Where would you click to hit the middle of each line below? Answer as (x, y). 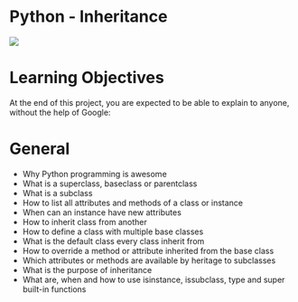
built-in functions (54, 289)
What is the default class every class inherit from (113, 241)
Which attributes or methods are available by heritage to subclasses (149, 260)
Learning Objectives (87, 78)
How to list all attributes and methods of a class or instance (133, 203)
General (40, 149)
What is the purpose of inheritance (87, 269)
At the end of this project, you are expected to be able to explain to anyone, (149, 102)
